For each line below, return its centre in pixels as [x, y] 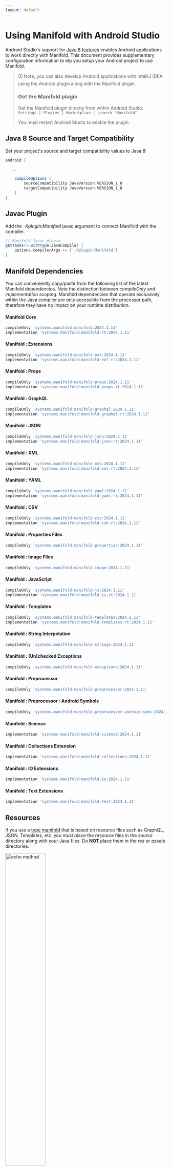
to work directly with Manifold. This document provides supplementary [80, 55]
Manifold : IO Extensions [32, 768]
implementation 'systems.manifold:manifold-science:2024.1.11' [74, 735]
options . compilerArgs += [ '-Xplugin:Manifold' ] [66, 250]
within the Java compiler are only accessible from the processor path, [79, 300]
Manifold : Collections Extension [40, 746]
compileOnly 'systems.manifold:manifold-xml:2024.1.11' [66, 464]
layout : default [23, 10]
